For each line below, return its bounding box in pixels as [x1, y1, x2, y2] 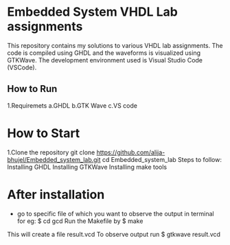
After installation [7, 187, 105, 202]
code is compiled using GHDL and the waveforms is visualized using [7, 49, 201, 57]
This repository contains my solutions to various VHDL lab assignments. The [7, 41, 223, 49]
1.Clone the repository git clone [7, 148, 95, 156]
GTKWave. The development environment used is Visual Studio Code [7, 56, 203, 64]
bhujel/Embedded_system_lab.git [7, 155, 101, 163]
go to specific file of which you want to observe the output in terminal [16, 209, 214, 218]
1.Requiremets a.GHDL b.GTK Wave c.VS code [7, 101, 137, 110]
